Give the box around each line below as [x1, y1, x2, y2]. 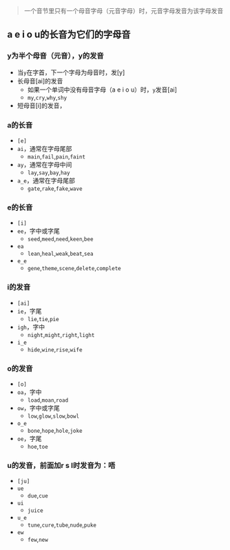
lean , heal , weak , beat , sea [27, 249, 94, 258]
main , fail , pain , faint [27, 152, 86, 161]
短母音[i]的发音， [17, 101, 66, 110]
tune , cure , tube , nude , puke [27, 520, 96, 529]
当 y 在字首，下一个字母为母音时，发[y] [17, 68, 125, 77]
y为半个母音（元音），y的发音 [7, 51, 105, 61]
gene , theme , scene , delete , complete [27, 264, 122, 272]
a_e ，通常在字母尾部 [17, 176, 76, 185]
